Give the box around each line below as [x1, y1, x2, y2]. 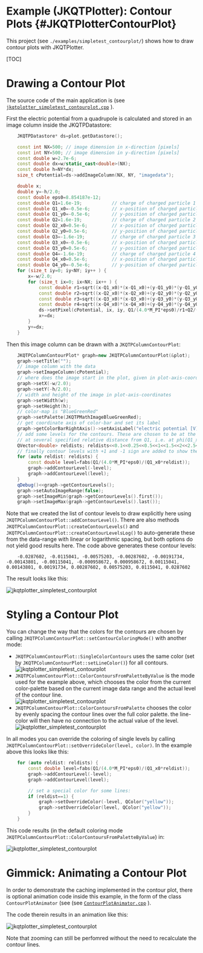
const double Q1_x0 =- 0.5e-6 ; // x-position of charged [17, 206, 177, 212]
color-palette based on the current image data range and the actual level [14, 685, 196, 692]
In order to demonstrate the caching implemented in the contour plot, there [6, 886, 193, 894]
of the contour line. [14, 691, 63, 698]
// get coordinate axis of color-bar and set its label [17, 420, 161, 426]
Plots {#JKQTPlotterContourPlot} [6, 17, 177, 31]
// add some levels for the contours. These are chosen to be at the [17, 431, 196, 437]
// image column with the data [17, 364, 96, 370]
